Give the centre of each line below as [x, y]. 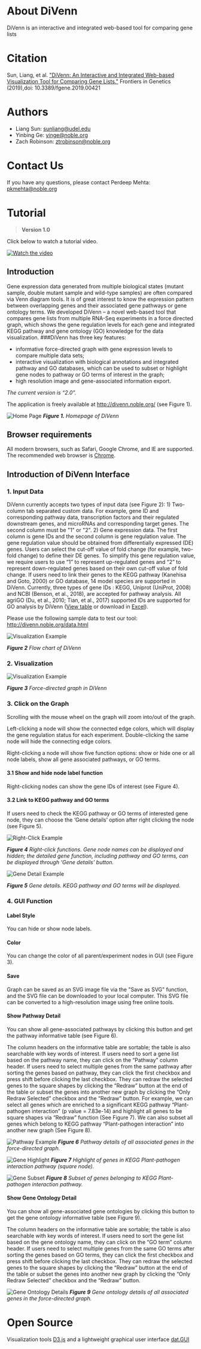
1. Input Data [25, 491]
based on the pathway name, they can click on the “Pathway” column [92, 1060]
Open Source [40, 1323]
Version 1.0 [36, 229]
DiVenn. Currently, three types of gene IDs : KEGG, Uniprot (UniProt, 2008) [99, 587]
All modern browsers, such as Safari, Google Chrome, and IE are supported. [100, 449]
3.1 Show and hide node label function [55, 773]
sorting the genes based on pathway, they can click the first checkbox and [99, 1073]
